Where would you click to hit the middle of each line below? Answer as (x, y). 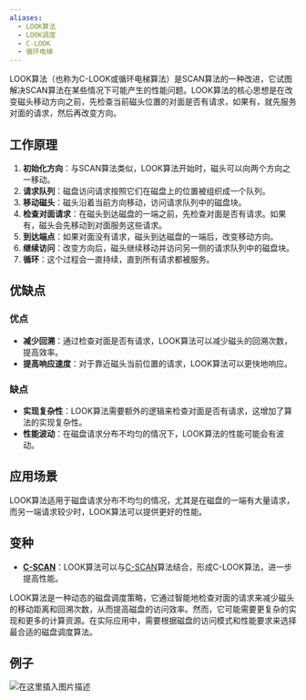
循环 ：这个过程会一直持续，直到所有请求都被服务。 (118, 259)
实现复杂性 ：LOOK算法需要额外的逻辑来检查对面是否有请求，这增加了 (153, 410)
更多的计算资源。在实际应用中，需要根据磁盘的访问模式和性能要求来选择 (161, 620)
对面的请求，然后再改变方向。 (65, 113)
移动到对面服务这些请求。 (118, 225)
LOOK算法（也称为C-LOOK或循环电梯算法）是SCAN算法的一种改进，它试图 (151, 79)
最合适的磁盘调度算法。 (53, 632)
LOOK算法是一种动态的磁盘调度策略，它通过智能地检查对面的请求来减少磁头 (152, 597)
